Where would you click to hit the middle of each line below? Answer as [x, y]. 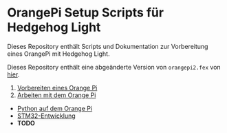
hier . [13, 74]
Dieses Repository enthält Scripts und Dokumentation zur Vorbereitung [108, 46]
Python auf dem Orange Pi [55, 108]
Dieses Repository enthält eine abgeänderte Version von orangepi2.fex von [114, 67]
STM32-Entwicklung [46, 116]
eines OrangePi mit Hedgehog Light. [58, 54]
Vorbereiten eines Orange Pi [57, 88]
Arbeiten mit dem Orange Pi [56, 95]
